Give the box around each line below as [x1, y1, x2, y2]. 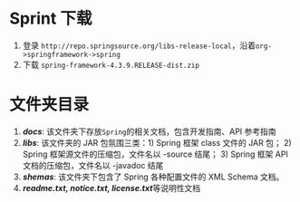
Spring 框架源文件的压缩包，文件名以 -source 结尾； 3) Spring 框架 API [22, 149, 288, 159]
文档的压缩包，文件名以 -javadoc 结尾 [22, 159, 164, 170]
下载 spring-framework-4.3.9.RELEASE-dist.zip [22, 59, 199, 70]
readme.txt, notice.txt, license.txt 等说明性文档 [22, 182, 201, 193]
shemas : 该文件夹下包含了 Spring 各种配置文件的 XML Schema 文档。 [22, 171, 285, 182]
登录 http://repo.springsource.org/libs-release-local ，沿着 [22, 40, 256, 51]
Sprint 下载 [9, 8, 92, 29]
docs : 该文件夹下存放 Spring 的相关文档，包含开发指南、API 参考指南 [22, 126, 276, 137]
